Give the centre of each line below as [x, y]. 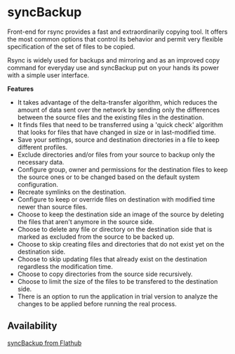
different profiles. [42, 147]
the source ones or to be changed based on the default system [108, 177]
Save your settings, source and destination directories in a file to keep [118, 139]
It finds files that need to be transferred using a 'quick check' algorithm [120, 124]
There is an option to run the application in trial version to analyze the [117, 296]
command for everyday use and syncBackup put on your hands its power [113, 67]
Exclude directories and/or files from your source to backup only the [116, 155]
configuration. [38, 184]
